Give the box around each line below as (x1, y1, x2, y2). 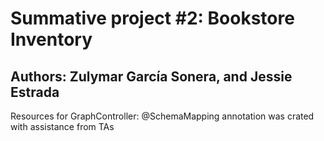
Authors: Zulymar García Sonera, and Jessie (10, 68, 293, 85)
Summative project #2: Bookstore (10, 7, 295, 30)
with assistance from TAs (10, 121, 115, 132)
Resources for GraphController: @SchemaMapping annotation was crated (10, 110, 315, 122)
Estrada (10, 83, 60, 101)
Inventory (10, 28, 93, 51)
